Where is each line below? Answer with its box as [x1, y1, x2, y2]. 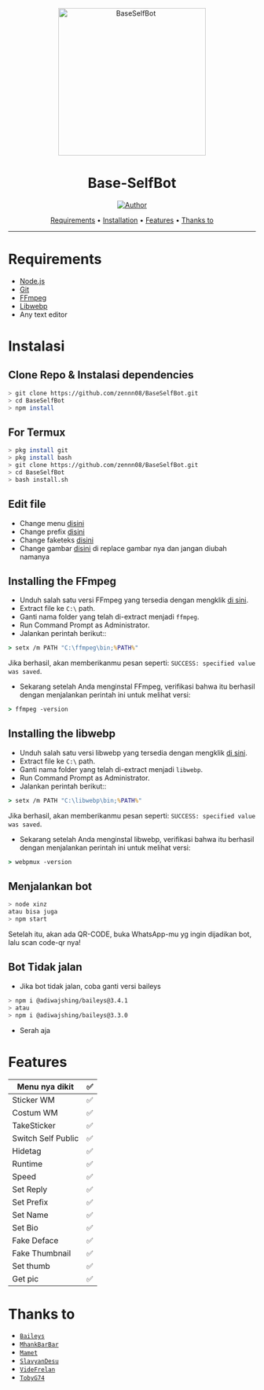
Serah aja [19, 1025, 51, 1035]
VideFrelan [19, 1366, 56, 1374]
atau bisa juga [8, 908, 58, 916]
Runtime [12, 1159, 43, 1170]
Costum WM [12, 1108, 58, 1119]
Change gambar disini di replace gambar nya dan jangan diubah [19, 543, 228, 553]
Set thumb [12, 1261, 51, 1272]
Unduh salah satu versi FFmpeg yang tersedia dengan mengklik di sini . [19, 595, 249, 605]
